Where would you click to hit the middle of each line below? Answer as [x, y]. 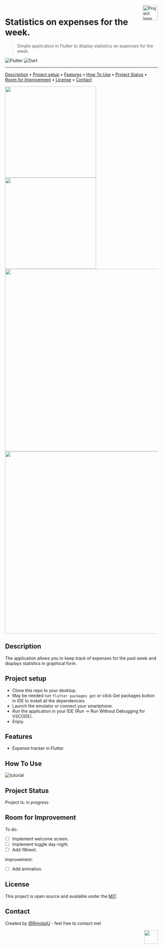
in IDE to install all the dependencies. [49, 700]
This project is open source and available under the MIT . [61, 896]
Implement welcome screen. [40, 839]
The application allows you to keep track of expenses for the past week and [81, 658]
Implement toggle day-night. [40, 844]
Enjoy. [18, 721]
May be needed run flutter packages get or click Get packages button [83, 696]
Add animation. [27, 869]
